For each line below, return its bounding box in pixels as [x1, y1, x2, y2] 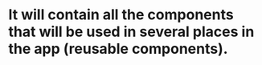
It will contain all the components [8, 6, 235, 24]
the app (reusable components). [8, 40, 228, 58]
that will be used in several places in [8, 22, 255, 41]
